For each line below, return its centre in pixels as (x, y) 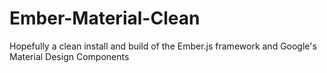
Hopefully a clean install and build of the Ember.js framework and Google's (163, 46)
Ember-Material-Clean (105, 18)
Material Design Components (69, 56)
